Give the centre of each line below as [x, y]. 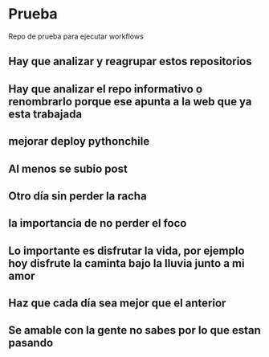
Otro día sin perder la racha [77, 196]
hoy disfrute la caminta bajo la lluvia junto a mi [126, 263]
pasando [31, 343]
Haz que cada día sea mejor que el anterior [117, 304]
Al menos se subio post [68, 168]
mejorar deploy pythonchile [79, 142]
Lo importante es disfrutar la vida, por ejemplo [126, 250]
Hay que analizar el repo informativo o [106, 89]
